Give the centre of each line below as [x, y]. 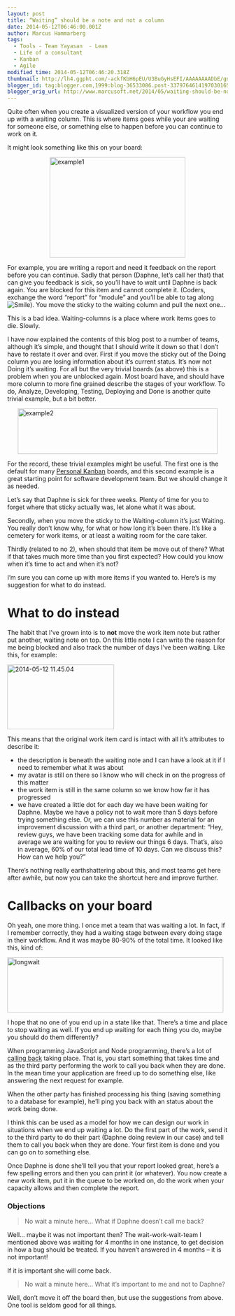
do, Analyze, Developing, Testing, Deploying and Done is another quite [109, 392]
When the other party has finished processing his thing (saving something [114, 1094]
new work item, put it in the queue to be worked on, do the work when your [116, 1180]
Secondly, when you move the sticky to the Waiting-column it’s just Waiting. [116, 521]
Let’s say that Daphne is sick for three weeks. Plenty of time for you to [108, 500]
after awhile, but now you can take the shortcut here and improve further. [113, 878]
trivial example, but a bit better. [52, 399]
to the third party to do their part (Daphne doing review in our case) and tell [116, 1137]
